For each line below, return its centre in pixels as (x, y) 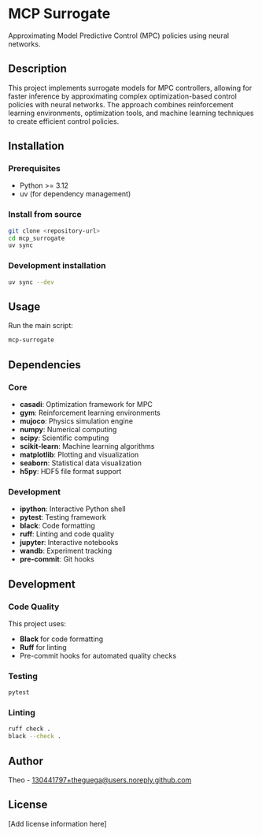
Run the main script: (41, 326)
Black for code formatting (61, 639)
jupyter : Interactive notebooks (69, 543)
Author (26, 761)
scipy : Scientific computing (64, 438)
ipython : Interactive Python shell (72, 509)
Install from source (45, 215)
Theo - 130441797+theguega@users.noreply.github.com (100, 780)
